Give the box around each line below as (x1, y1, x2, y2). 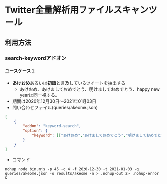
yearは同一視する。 (19, 92, 60, 98)
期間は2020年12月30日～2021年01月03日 (12, 98, 97, 104)
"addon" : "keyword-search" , (23, 124, 81, 129)
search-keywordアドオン (5, 54, 67, 61)
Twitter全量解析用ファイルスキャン (5, 4, 149, 16)
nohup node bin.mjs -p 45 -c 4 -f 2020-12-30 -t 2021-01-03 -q (5, 166, 139, 172)
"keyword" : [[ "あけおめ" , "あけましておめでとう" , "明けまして (31, 133, 147, 138)
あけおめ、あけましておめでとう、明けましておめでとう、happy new (19, 86, 160, 92)
